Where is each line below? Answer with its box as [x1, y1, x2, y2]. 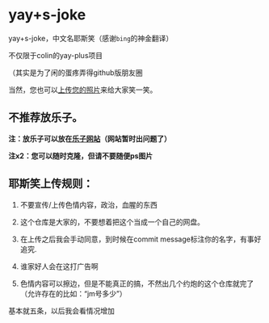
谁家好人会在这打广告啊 [19, 261, 99, 271]
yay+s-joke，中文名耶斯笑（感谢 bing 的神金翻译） [8, 33, 174, 43]
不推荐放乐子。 [8, 111, 83, 124]
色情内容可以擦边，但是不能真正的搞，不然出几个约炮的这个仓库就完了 [19, 279, 254, 288]
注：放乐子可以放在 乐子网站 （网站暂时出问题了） [8, 133, 171, 143]
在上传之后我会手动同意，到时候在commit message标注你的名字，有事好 [19, 234, 262, 244]
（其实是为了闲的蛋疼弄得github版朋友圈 [8, 67, 143, 78]
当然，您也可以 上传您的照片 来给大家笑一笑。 [8, 85, 158, 94]
